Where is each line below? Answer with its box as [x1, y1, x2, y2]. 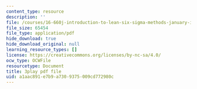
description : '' [6, 14, 46, 20]
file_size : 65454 [6, 25, 49, 31]
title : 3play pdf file [6, 69, 62, 74]
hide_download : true [6, 36, 57, 42]
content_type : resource [6, 8, 64, 15]
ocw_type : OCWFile [6, 57, 51, 63]
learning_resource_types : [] [6, 47, 77, 53]
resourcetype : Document [6, 63, 64, 69]
